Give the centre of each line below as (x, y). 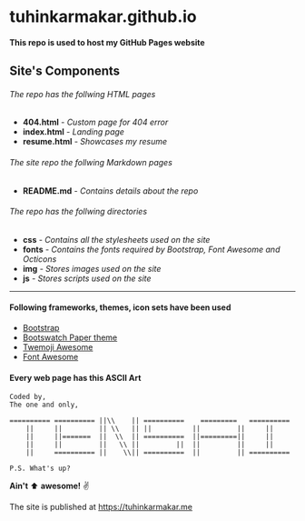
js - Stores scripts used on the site (87, 278)
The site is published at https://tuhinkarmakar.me (101, 507)
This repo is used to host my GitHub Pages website (108, 42)
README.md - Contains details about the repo (110, 190)
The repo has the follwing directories (79, 212)
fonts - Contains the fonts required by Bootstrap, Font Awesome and (151, 249)
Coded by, (28, 397)
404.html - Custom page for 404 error (95, 122)
